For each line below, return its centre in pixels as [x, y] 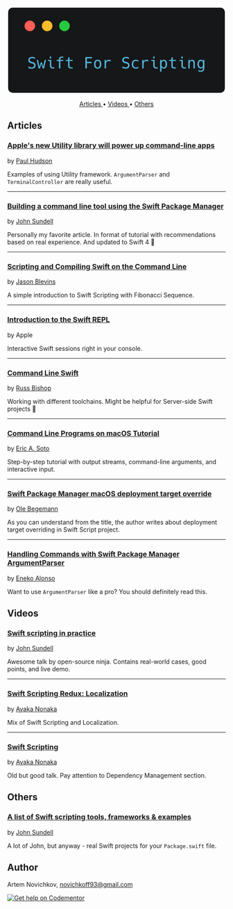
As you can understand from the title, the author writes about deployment [112, 523]
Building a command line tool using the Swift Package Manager [115, 206]
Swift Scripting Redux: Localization [68, 694]
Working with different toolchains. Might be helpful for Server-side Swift [110, 401]
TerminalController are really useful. [60, 181]
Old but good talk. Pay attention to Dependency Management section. [107, 776]
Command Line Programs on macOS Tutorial [83, 433]
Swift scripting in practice [52, 633]
